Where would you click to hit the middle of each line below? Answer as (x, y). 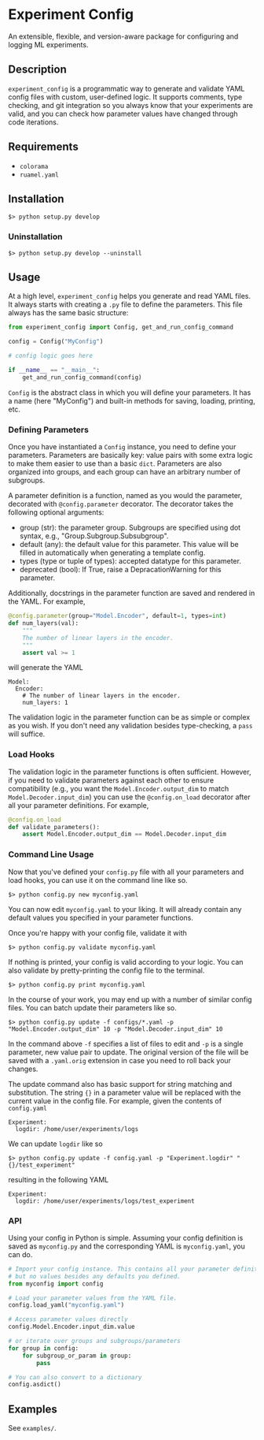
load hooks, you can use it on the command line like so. (98, 880)
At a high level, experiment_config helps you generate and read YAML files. (130, 296)
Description (37, 70)
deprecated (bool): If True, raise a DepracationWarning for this (120, 570)
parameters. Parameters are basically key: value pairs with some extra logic (130, 456)
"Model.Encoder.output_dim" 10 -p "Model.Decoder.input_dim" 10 (115, 1029)
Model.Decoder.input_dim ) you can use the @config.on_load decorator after (129, 797)
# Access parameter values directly (68, 1319)
